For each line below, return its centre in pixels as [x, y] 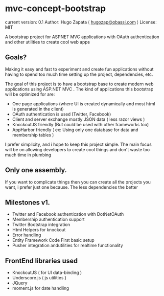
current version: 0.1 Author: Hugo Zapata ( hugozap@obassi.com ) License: [81, 22]
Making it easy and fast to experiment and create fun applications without [79, 69]
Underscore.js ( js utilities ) [39, 278]
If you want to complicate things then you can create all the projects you [78, 182]
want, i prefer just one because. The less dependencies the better [71, 187]
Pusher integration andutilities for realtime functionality [68, 246]
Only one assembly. [36, 170]
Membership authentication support [48, 219]
